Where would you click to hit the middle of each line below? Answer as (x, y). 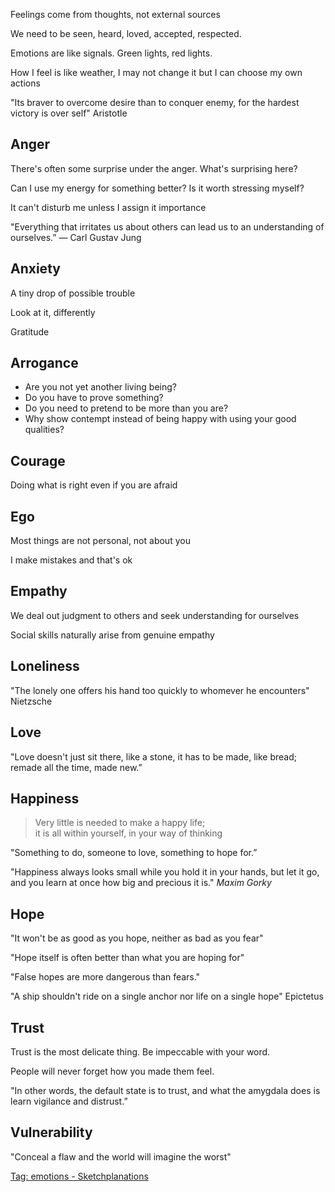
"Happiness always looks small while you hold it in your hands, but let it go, (165, 872)
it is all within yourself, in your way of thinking (128, 833)
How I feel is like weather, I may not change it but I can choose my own (156, 72)
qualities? (44, 430)
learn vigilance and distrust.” (69, 1101)
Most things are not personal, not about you (100, 541)
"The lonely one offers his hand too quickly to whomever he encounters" (160, 690)
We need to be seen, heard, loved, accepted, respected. (126, 33)
